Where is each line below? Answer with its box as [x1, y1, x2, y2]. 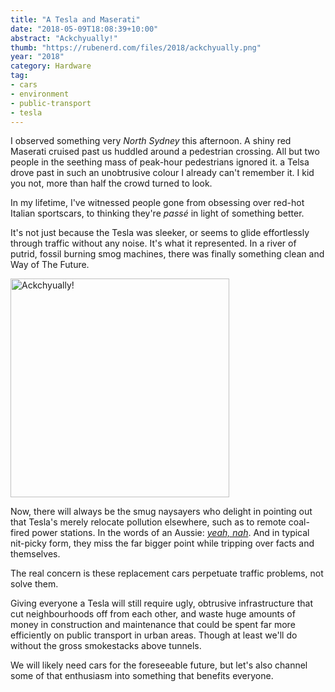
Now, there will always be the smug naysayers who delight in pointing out [10, 506, 313, 518]
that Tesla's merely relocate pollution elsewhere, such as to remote [10, 516, 287, 528]
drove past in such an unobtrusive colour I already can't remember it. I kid [10, 167, 315, 179]
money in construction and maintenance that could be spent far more [10, 619, 296, 631]
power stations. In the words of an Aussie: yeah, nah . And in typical [31, 527, 310, 539]
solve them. [10, 578, 59, 590]
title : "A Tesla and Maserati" [10, 14, 141, 25]
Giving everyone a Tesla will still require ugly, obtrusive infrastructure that [10, 597, 313, 610]
